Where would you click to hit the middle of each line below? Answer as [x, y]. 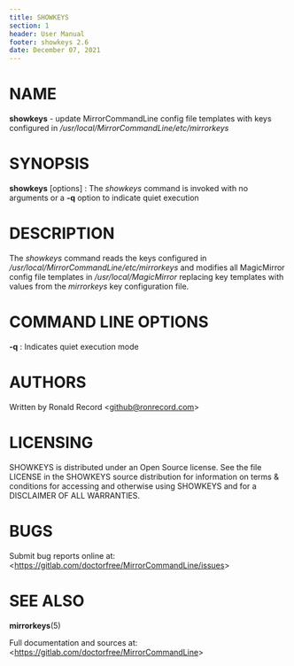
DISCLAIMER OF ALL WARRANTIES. [74, 495]
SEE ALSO [47, 601]
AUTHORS [48, 383]
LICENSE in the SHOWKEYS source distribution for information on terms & [144, 476]
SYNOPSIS [50, 164]
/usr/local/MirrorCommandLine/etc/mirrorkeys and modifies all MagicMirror [147, 267]
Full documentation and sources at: [73, 642]
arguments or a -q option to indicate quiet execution [104, 197]
